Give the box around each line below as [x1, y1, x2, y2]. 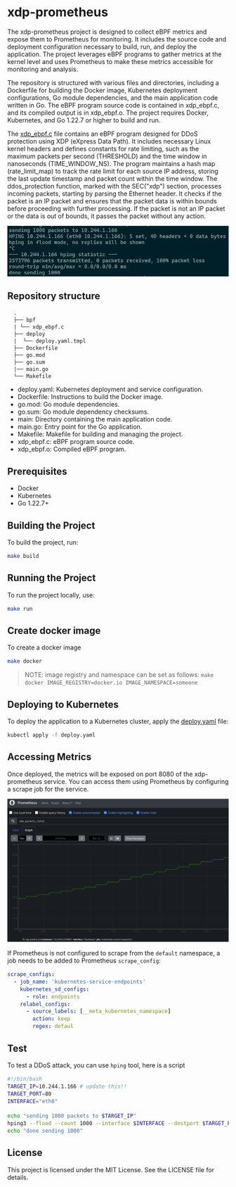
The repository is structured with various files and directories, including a [7, 78, 219, 87]
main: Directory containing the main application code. [17, 415, 173, 424]
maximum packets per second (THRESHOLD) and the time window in [7, 152, 207, 160]
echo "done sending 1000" [7, 1127, 83, 1135]
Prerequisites [7, 465, 67, 477]
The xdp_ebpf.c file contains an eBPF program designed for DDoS [7, 129, 198, 138]
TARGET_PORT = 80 [7, 1090, 52, 1098]
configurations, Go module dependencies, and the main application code [7, 93, 218, 102]
